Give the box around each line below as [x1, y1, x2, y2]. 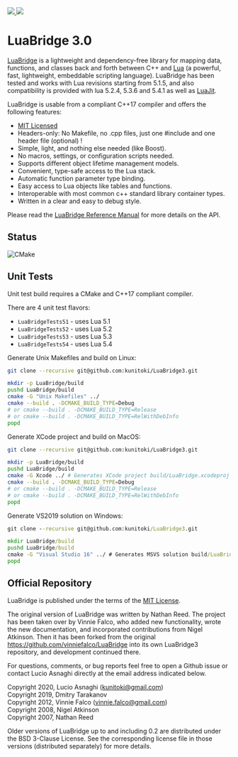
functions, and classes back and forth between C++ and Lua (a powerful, [7, 63, 222, 72]
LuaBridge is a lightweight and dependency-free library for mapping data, [7, 56, 222, 65]
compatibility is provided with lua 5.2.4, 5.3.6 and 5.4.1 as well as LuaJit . [7, 86, 217, 94]
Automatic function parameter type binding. [17, 174, 146, 183]
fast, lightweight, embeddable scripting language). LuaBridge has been [7, 71, 215, 80]
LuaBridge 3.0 [7, 33, 92, 49]
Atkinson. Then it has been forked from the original [7, 632, 156, 641]
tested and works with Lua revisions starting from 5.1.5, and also [7, 78, 195, 87]
